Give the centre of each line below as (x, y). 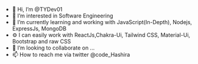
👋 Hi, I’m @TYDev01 (37, 9)
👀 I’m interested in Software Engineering (63, 16)
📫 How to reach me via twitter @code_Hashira (71, 55)
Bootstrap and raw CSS (41, 41)
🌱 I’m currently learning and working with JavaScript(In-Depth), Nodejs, (102, 22)
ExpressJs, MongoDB (39, 28)
